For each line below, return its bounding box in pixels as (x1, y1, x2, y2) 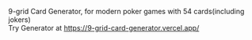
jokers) (8, 15, 32, 24)
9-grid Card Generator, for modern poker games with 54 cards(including (8, 7, 245, 16)
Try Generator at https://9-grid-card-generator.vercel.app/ (8, 24, 200, 32)
